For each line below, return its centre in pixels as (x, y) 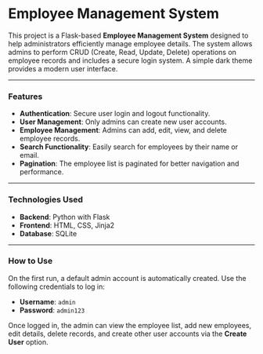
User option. (28, 341)
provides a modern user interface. (63, 68)
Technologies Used (46, 199)
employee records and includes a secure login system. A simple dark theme (130, 60)
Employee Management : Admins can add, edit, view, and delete (123, 130)
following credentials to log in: (57, 286)
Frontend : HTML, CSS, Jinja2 (67, 225)
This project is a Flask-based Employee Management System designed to (128, 35)
